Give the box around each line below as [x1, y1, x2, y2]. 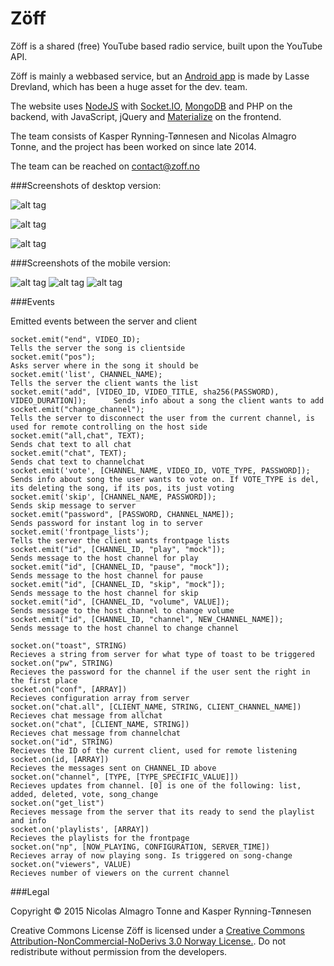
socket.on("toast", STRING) [10, 640, 128, 651]
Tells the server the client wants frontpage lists [10, 535, 230, 546]
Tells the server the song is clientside [10, 343, 186, 353]
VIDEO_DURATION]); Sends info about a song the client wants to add [10, 395, 325, 406]
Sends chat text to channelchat [10, 457, 145, 467]
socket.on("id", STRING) [10, 737, 114, 747]
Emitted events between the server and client [10, 315, 198, 327]
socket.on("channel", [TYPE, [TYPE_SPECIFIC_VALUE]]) [10, 772, 240, 782]
